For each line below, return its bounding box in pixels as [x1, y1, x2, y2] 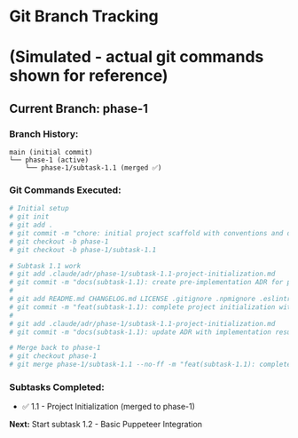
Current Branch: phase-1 [9, 100, 149, 116]
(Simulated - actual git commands [9, 47, 264, 68]
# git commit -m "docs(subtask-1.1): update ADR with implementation [9, 327, 272, 337]
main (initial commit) [9, 148, 93, 157]
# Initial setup [9, 204, 69, 213]
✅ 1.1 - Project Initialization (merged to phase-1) [21, 402, 195, 412]
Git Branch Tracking [9, 6, 160, 27]
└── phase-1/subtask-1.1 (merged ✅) [25, 163, 162, 172]
